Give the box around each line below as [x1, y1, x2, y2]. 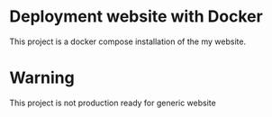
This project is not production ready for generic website [9, 97, 216, 108]
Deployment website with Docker [9, 6, 263, 27]
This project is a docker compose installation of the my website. [9, 36, 246, 47]
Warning [9, 67, 75, 88]
